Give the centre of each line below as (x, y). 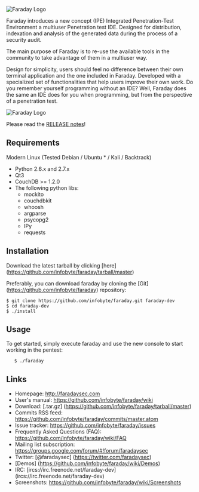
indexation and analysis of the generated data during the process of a (92, 33)
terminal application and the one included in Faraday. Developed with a (94, 76)
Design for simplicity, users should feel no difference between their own (95, 69)
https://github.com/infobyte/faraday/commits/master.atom (86, 419)
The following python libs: (47, 187)
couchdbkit (38, 201)
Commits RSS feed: (39, 413)
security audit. (24, 40)
